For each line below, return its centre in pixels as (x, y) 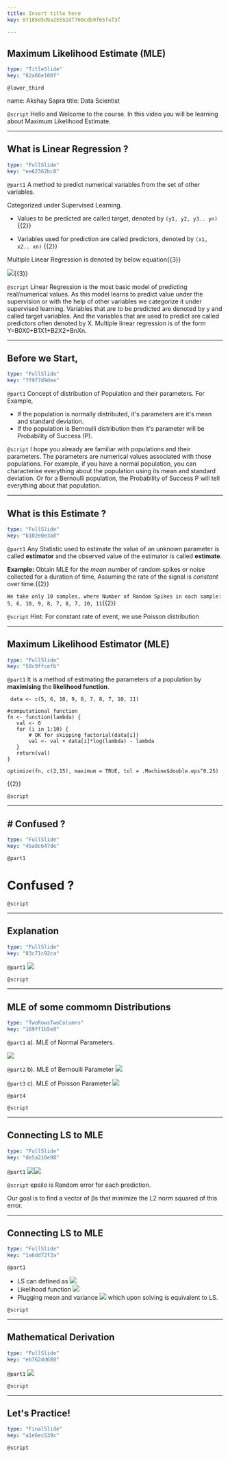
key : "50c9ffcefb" (33, 666)
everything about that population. (54, 486)
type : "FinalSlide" (35, 1429)
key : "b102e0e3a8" (33, 536)
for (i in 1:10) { (42, 729)
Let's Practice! (39, 1414)
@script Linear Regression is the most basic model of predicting (97, 287)
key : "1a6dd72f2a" (33, 1255)
